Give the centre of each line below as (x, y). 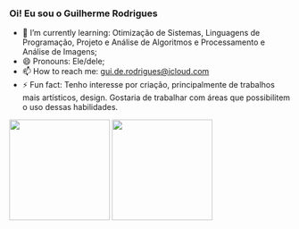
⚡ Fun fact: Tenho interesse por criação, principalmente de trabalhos (148, 85)
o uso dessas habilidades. (70, 107)
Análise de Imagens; (60, 52)
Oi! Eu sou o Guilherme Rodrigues (83, 13)
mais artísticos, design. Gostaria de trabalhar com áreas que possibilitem (156, 98)
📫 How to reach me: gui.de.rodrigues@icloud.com (116, 72)
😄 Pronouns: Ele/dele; (63, 62)
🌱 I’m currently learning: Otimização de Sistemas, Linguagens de (141, 33)
